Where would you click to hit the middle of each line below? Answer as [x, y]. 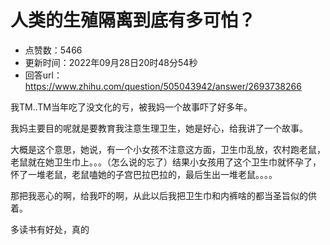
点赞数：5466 [53, 50]
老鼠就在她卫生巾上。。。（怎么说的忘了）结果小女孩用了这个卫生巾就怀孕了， [166, 162]
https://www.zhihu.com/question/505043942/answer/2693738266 [163, 86]
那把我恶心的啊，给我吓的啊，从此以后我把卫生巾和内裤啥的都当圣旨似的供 [163, 195]
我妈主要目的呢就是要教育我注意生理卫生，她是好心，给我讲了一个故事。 [159, 128]
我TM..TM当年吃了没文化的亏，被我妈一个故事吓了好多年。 [131, 107]
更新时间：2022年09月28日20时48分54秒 [111, 62]
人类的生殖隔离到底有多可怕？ [133, 20]
